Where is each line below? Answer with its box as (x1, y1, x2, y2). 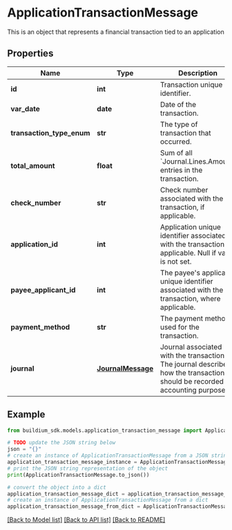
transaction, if (159, 202, 205, 212)
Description (178, 68, 217, 77)
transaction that (159, 128, 212, 137)
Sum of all (159, 148, 193, 157)
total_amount (10, 161, 55, 170)
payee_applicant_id (10, 285, 76, 295)
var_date (10, 104, 40, 113)
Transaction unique (159, 79, 223, 89)
